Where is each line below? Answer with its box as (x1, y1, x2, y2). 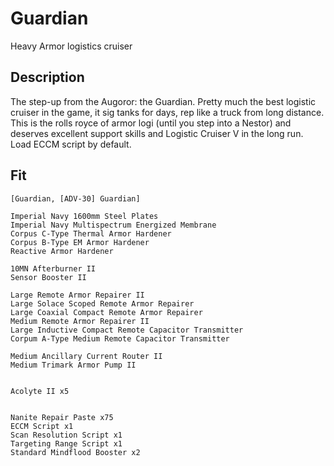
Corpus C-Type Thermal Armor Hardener (10, 228, 172, 239)
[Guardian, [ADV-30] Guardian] (10, 193, 141, 204)
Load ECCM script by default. (10, 138, 132, 150)
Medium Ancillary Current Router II (10, 351, 163, 361)
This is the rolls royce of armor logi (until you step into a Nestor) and (10, 117, 292, 129)
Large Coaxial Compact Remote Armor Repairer (10, 307, 203, 317)
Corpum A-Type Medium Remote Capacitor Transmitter (10, 333, 230, 344)
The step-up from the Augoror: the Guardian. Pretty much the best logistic (10, 95, 317, 107)
